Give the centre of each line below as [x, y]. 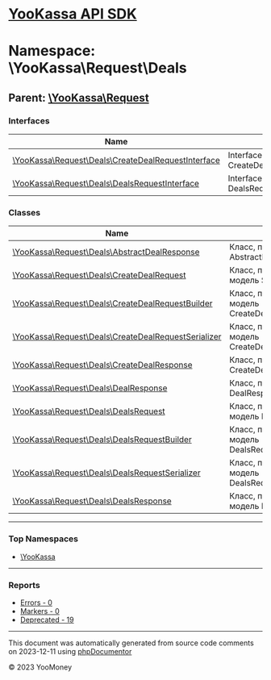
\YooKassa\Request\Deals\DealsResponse [92, 501]
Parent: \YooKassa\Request [79, 98]
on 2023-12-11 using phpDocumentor [70, 651]
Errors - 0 [36, 603]
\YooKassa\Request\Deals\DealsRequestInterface [106, 184]
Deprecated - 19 [47, 620]
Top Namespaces [44, 539]
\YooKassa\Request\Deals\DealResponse [90, 388]
